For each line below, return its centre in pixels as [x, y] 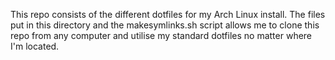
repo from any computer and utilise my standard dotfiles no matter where [161, 35]
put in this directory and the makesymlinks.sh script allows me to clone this [165, 25]
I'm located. [35, 46]
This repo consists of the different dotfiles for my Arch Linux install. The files [168, 14]
